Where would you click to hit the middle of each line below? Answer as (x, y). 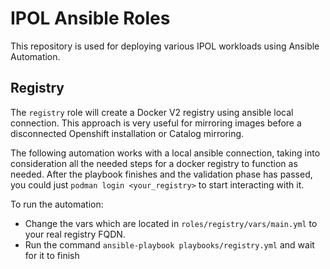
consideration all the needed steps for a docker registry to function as (154, 163)
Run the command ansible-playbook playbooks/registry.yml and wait (169, 244)
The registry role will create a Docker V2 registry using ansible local (152, 112)
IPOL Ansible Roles (90, 18)
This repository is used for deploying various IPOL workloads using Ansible (165, 46)
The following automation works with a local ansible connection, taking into (165, 153)
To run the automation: (57, 204)
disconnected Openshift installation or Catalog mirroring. (127, 133)
